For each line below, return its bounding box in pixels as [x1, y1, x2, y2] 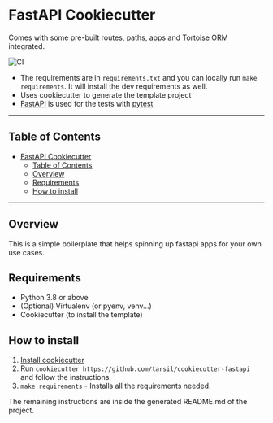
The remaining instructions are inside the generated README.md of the [8, 397, 248, 407]
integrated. [8, 41, 45, 50]
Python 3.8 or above [19, 293, 89, 303]
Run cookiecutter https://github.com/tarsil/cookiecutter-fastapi [19, 364, 250, 373]
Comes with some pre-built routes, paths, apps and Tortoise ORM [8, 33, 229, 42]
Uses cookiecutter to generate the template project [19, 89, 192, 99]
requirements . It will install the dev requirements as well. [19, 81, 208, 91]
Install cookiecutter [19, 355, 85, 365]
